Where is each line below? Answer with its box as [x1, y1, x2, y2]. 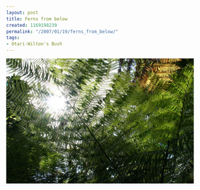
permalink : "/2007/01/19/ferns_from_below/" [6, 29, 118, 35]
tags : [6, 35, 20, 41]
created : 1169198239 [6, 22, 58, 28]
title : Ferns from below [6, 15, 68, 22]
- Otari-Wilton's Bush [6, 41, 62, 47]
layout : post [6, 10, 39, 15]
